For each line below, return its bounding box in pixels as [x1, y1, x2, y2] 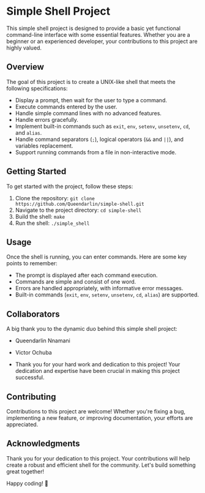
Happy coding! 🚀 [6, 480, 49, 487]
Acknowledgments [6, 438, 81, 449]
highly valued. [6, 44, 42, 51]
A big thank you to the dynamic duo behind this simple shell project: [6, 325, 177, 333]
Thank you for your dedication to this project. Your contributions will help [6, 454, 190, 462]
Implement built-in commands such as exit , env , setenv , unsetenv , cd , [15, 122, 191, 130]
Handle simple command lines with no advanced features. [15, 109, 162, 117]
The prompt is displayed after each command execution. [15, 271, 158, 279]
